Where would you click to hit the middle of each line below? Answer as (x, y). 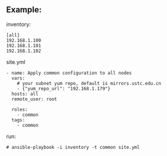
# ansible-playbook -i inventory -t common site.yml (73, 147)
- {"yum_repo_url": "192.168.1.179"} (64, 88)
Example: (24, 10)
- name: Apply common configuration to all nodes (69, 73)
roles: (20, 109)
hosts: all (25, 94)
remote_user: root (35, 99)
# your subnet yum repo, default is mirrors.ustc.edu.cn (89, 83)
